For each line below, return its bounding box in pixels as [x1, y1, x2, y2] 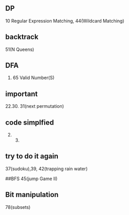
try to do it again [5, 152, 59, 161]
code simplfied [5, 118, 54, 127]
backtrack [5, 33, 38, 42]
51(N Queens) [5, 46, 34, 52]
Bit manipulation [5, 190, 59, 199]
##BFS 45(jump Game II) [5, 175, 58, 182]
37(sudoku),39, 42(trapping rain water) [5, 165, 88, 171]
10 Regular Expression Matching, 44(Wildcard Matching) [5, 17, 124, 24]
